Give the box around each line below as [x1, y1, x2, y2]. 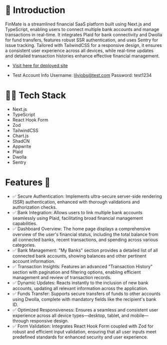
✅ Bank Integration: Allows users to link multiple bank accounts [12, 209, 143, 215]
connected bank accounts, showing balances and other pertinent [12, 253, 147, 259]
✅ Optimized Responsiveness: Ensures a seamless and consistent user [12, 307, 159, 313]
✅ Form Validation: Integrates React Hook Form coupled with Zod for [12, 323, 154, 329]
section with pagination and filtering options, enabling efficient [12, 269, 141, 275]
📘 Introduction [5, 4, 66, 16]
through [12, 318, 29, 324]
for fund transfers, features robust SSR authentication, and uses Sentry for [5, 37, 159, 43]
